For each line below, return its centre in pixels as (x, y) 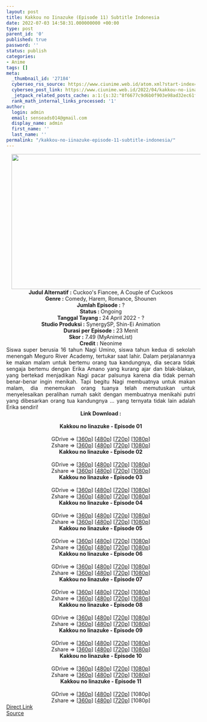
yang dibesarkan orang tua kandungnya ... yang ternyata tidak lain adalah (101, 400)
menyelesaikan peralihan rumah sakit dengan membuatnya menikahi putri (101, 394)
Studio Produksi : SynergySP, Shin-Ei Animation (101, 324)
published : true (26, 40)
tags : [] (17, 68)
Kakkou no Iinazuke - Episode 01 (101, 426)
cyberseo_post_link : (37, 90)
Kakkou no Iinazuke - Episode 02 (101, 451)
